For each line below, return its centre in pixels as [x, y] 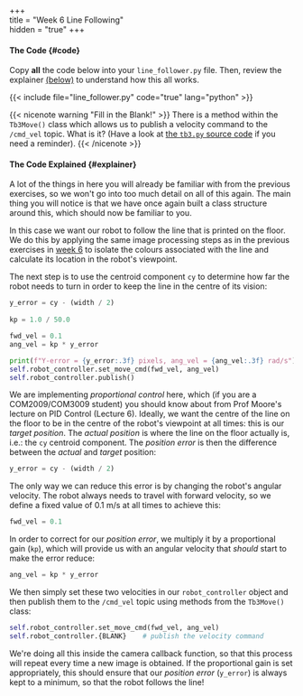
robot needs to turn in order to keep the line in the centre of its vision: [138, 286]
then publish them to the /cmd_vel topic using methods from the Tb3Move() [147, 602]
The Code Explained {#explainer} [73, 164]
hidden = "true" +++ [47, 29]
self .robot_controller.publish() [72, 377]
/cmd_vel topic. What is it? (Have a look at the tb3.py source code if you [142, 134]
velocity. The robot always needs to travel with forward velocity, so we [140, 496]
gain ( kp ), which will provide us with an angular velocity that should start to [148, 549]
